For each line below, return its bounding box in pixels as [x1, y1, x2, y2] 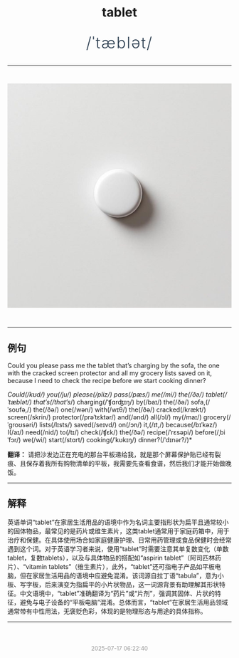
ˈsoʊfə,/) [7, 405, 32, 414]
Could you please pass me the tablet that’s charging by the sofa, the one [7, 361, 220, 370]
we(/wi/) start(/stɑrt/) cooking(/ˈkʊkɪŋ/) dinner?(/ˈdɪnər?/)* [22, 436, 193, 444]
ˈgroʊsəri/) [7, 421, 38, 429]
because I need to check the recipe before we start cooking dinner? [7, 377, 206, 385]
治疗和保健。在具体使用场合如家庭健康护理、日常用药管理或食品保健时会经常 [7, 536, 232, 544]
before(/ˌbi [195, 428, 225, 437]
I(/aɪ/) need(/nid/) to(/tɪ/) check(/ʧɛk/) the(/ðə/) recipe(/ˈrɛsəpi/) [7, 428, 194, 437]
